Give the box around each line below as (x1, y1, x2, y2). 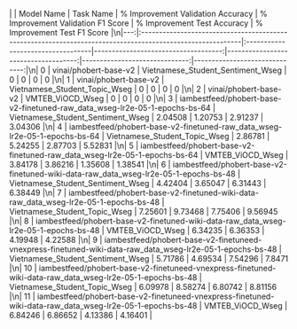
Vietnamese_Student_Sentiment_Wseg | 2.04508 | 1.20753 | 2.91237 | (9, 112, 264, 122)
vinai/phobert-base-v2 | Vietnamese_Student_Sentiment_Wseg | (51, 65, 287, 75)
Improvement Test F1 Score (9, 27, 109, 37)
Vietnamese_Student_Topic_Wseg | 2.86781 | (106, 131, 270, 141)
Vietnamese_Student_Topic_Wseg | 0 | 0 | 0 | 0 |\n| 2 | (9, 84, 207, 94)
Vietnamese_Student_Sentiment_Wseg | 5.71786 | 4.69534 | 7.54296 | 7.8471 (9, 254, 289, 263)
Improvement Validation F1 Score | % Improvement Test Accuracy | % (9, 18, 263, 28)
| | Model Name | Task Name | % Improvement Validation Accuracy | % (9, 9, 268, 19)
